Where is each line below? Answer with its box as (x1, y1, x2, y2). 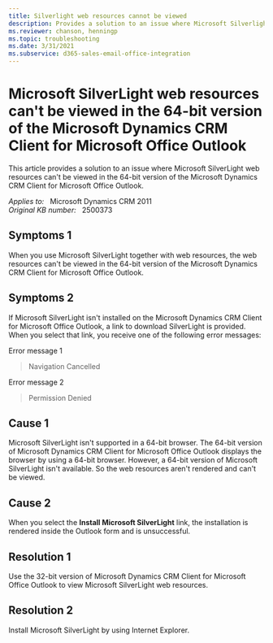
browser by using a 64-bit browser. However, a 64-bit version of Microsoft (8, 455, 258, 465)
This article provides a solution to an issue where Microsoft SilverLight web (8, 163, 260, 173)
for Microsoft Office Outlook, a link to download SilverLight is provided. (8, 321, 246, 331)
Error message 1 (8, 345, 63, 355)
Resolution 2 (8, 603, 73, 618)
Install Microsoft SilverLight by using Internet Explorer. (8, 625, 189, 635)
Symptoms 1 (8, 228, 72, 242)
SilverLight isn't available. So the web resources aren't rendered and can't (8, 464, 257, 474)
